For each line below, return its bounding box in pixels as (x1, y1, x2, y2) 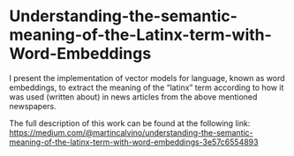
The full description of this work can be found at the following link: (9, 117, 251, 129)
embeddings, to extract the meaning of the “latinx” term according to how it (9, 82, 284, 93)
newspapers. (9, 100, 57, 111)
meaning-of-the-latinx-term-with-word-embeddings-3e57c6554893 (9, 137, 259, 147)
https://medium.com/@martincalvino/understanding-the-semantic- (9, 127, 253, 137)
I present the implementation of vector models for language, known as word (9, 72, 285, 83)
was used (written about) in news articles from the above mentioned (9, 91, 258, 102)
